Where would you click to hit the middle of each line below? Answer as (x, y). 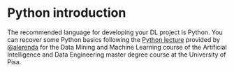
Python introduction (67, 13)
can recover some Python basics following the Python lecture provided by (114, 39)
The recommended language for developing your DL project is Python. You (115, 32)
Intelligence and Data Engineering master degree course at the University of (117, 55)
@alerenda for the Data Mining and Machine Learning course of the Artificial (117, 47)
